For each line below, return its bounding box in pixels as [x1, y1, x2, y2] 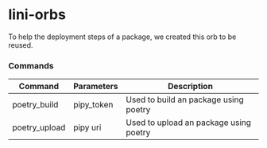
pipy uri [72, 122, 102, 133]
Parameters [72, 81, 118, 92]
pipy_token [72, 99, 114, 111]
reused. [8, 40, 33, 49]
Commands [8, 60, 54, 71]
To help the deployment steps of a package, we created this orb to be [8, 32, 237, 41]
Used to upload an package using [126, 117, 252, 128]
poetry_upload [12, 122, 66, 133]
